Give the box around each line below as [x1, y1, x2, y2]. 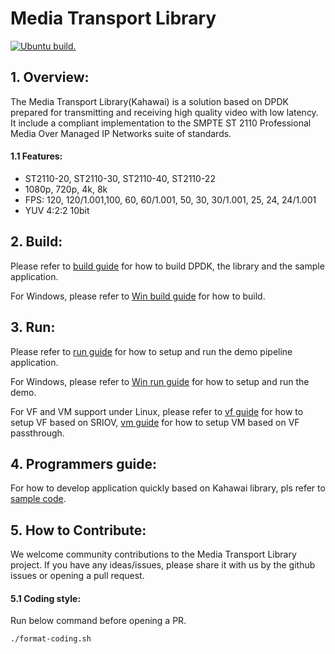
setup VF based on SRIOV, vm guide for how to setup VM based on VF [10, 416, 300, 428]
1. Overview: [10, 69, 90, 86]
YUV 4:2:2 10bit [24, 204, 90, 216]
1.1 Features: [10, 150, 63, 162]
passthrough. [10, 427, 65, 439]
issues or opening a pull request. [10, 570, 145, 582]
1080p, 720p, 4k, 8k [24, 183, 108, 195]
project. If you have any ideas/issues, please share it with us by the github [10, 559, 316, 571]
